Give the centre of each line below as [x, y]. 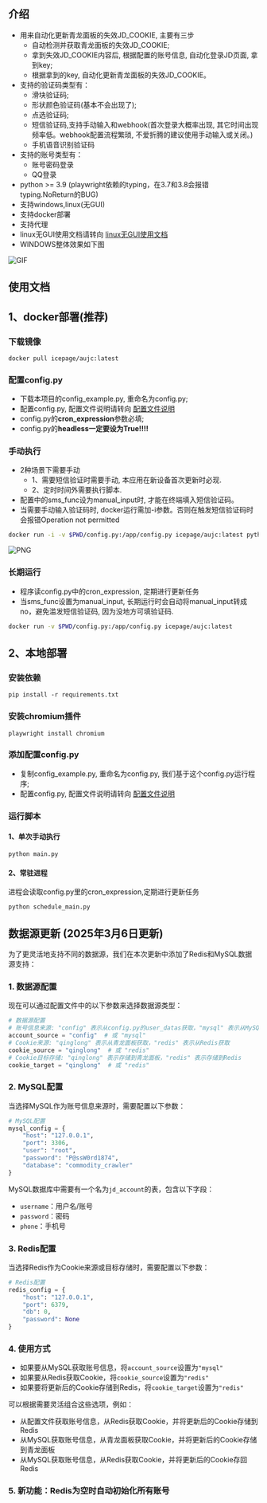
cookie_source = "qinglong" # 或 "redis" [79, 1050]
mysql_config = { [37, 1128]
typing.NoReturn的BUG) [59, 194]
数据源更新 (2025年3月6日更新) [86, 934]
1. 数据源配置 [33, 987]
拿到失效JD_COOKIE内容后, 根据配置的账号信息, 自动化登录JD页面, [140, 55]
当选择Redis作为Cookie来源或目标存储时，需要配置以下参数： [109, 1267]
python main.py [33, 854]
